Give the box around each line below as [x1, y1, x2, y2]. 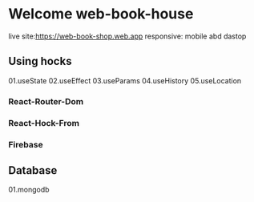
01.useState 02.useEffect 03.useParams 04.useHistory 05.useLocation [8, 75, 242, 85]
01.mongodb [8, 185, 50, 195]
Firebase [8, 139, 43, 150]
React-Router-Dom [8, 95, 84, 107]
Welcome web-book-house [8, 5, 194, 23]
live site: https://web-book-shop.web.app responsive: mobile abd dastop [8, 31, 247, 41]
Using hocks [8, 55, 72, 68]
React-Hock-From [8, 117, 80, 128]
